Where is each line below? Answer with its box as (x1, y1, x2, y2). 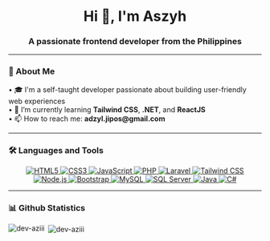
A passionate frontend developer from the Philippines (27, 36, 243, 47)
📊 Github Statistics (8, 203, 86, 213)
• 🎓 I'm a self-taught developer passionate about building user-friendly (8, 84, 247, 94)
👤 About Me (8, 66, 55, 77)
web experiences (8, 96, 66, 106)
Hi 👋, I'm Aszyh (83, 7, 187, 26)
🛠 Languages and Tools (8, 144, 104, 155)
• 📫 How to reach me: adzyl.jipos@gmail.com (8, 114, 166, 123)
